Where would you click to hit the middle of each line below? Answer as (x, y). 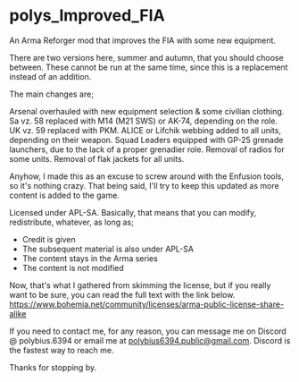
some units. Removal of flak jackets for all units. (97, 158)
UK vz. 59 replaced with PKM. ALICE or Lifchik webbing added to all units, (145, 130)
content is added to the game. (65, 195)
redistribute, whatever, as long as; (71, 222)
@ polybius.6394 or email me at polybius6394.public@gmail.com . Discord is (150, 340)
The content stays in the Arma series (90, 258)
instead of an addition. (50, 76)
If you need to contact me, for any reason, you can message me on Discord (148, 331)
